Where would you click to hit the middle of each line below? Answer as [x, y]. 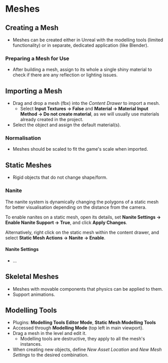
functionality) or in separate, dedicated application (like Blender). [80, 45]
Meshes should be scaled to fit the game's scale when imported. [80, 149]
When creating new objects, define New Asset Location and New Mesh [87, 350]
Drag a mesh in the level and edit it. [49, 333]
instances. [31, 344]
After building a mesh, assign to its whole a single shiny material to [82, 70]
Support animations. [34, 294]
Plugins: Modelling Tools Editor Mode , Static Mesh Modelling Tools [84, 323]
